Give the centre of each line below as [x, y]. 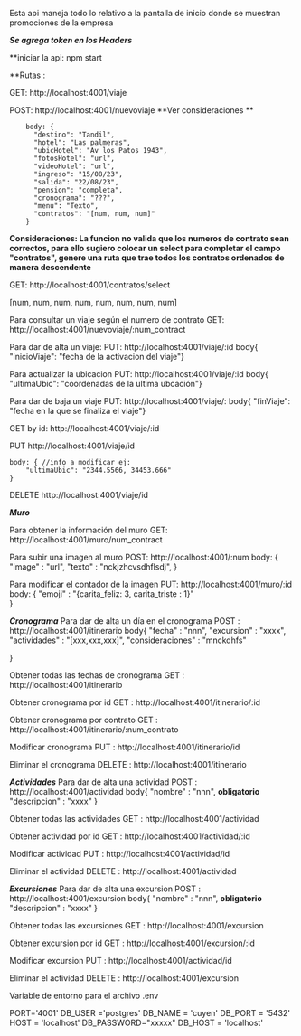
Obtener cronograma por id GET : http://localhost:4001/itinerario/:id [135, 702]
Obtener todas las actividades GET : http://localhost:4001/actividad [134, 819]
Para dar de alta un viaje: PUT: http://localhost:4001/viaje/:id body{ [134, 347]
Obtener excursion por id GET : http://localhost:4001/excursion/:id [132, 943]
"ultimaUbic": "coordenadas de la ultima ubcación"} [106, 384]
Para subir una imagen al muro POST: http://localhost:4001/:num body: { [144, 557]
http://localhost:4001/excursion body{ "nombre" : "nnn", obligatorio [136, 898]
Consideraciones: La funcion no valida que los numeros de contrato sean [149, 238]
